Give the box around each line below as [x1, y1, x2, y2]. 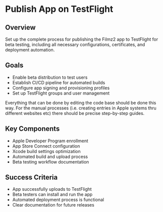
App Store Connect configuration [12, 143, 80, 149]
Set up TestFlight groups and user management [12, 90, 110, 96]
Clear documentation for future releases [12, 202, 95, 208]
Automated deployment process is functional [12, 197, 104, 203]
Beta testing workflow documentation [12, 159, 89, 164]
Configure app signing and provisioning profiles [12, 85, 110, 91]
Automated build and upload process [12, 154, 88, 159]
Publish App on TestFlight [5, 3, 113, 15]
